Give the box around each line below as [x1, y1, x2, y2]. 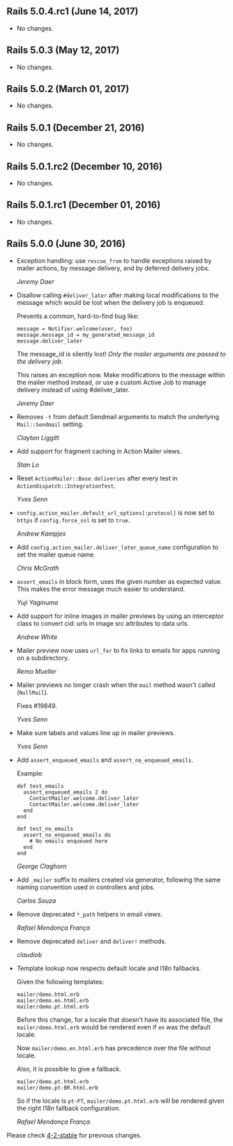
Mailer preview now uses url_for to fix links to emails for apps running [16, 646, 220, 654]
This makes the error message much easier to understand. [16, 585, 186, 593]
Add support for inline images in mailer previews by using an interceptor [16, 612, 225, 620]
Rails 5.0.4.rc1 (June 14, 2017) [6, 6, 139, 17]
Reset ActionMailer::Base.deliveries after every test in [16, 474, 178, 482]
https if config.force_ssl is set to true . [16, 515, 130, 524]
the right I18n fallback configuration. [16, 1103, 121, 1112]
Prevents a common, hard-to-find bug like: [16, 312, 140, 320]
